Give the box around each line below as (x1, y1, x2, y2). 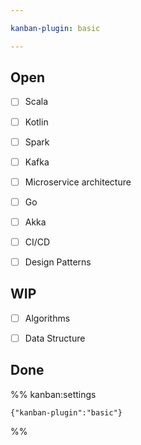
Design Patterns (24, 256, 92, 268)
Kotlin (24, 116, 49, 128)
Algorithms (24, 312, 71, 324)
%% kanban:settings (10, 388, 97, 400)
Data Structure (24, 332, 86, 344)
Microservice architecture (24, 176, 132, 188)
